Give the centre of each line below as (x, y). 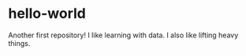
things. (19, 43)
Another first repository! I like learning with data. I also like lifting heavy (123, 35)
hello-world (47, 14)
